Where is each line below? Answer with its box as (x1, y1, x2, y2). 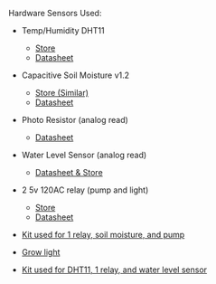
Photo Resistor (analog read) (21, 115, 128, 125)
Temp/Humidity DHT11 (21, 25, 105, 35)
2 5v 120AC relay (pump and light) (21, 185, 149, 195)
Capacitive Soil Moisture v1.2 (21, 70, 130, 80)
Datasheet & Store (34, 167, 103, 177)
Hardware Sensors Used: (8, 8, 102, 18)
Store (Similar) (34, 88, 89, 98)
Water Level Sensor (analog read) (21, 149, 147, 160)
